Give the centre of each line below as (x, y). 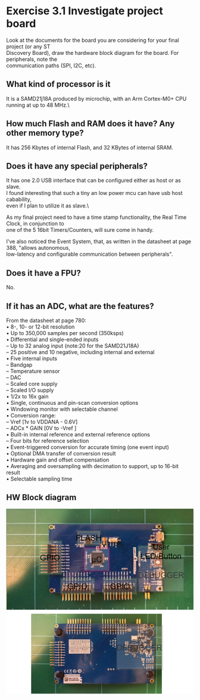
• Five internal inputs (32, 358)
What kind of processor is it (58, 84)
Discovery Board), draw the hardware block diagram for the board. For (93, 52)
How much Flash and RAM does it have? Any (90, 124)
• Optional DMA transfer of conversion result (61, 453)
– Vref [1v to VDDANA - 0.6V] (42, 422)
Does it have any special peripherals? (77, 166)
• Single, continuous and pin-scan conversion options (72, 403)
